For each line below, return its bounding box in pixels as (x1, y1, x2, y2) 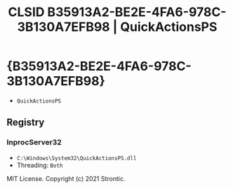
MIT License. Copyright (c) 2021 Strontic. (6, 174, 126, 182)
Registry (6, 117, 45, 129)
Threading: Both (16, 161, 63, 169)
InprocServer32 (6, 138, 62, 147)
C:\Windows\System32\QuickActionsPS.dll (16, 154, 137, 161)
